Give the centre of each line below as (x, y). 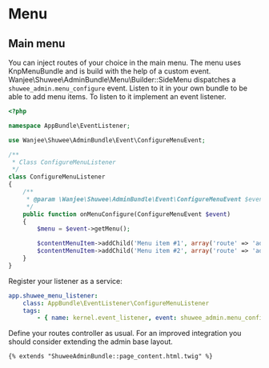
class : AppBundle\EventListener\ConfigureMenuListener (116, 303)
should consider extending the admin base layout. (91, 342)
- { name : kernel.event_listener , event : (107, 318)
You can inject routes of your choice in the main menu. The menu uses (125, 62)
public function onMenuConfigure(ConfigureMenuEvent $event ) (126, 214)
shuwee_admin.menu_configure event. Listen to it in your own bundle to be (128, 88)
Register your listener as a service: (65, 281)
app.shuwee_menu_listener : (53, 296)
